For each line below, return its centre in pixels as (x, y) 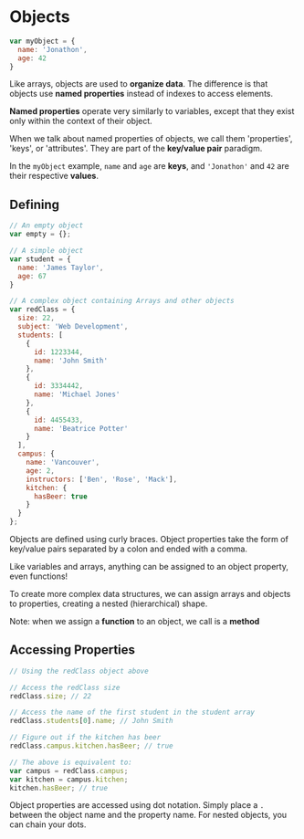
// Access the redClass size (65, 687)
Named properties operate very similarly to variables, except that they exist (152, 111)
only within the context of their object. (81, 121)
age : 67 (32, 276)
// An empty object (47, 225)
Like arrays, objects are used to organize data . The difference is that (139, 84)
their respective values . (54, 176)
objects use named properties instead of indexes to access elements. (142, 94)
